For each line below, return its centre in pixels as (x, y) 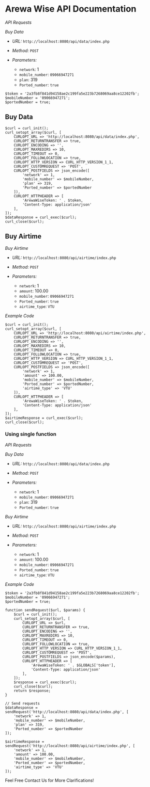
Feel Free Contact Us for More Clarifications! (50, 780)
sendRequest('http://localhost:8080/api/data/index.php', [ (67, 712)
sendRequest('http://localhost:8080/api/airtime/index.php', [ (70, 746)
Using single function (31, 434)
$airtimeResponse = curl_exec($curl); (44, 418)
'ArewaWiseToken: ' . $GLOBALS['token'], (73, 665)
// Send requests (22, 703)
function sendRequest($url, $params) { (45, 610)
